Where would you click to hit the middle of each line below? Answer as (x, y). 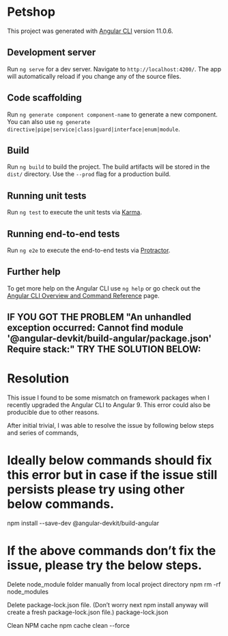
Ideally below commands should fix (110, 461)
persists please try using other (96, 490)
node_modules (28, 592)
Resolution (38, 379)
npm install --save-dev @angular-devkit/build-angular (83, 523)
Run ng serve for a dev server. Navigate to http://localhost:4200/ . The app (114, 69)
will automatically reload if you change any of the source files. (94, 76)
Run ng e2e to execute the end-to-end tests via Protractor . (89, 250)
